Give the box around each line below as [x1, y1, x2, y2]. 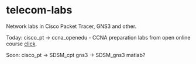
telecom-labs [6, 3, 73, 17]
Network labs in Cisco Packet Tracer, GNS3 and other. [6, 23, 137, 30]
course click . [6, 40, 37, 47]
